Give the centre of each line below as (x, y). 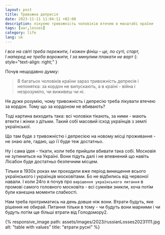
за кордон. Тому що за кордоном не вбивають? (55, 106)
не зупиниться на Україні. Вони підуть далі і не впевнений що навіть (77, 156)
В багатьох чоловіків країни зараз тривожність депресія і (78, 81)
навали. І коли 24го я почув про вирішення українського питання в (74, 182)
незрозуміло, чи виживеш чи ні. (51, 92)
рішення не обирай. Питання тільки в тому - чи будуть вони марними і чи (83, 207)
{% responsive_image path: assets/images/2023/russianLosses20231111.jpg (82, 222)
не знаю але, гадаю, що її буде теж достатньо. (54, 141)
